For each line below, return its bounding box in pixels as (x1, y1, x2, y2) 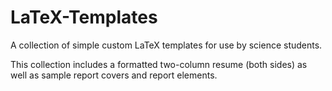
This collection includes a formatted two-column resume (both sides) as (10, 58, 308, 70)
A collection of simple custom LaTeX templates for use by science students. (10, 39, 323, 51)
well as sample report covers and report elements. (10, 69, 218, 81)
